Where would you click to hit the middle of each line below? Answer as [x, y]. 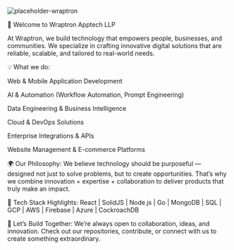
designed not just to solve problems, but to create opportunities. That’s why [117, 174]
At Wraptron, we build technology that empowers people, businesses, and [115, 38]
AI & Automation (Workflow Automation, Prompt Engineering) [96, 95]
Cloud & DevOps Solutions [46, 122]
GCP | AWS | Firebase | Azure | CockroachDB [73, 210]
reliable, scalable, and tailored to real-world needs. [81, 53]
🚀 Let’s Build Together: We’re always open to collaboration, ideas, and [109, 224]
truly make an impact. [39, 189]
